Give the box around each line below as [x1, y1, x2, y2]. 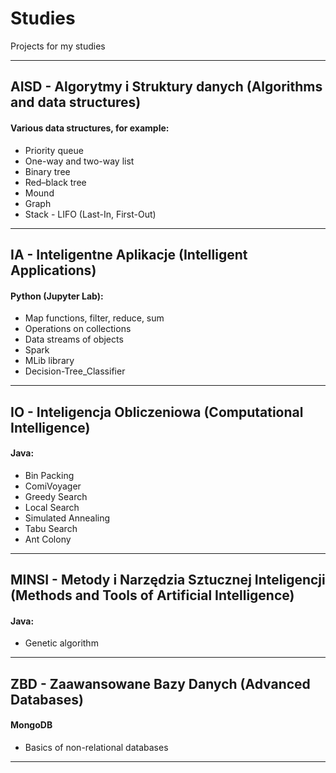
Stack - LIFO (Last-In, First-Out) [24, 208, 157, 220]
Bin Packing [24, 469, 75, 481]
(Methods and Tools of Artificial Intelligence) [10, 587, 295, 604]
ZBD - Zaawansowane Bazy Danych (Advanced [10, 675, 311, 692]
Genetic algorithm [24, 637, 99, 649]
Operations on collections [24, 323, 132, 335]
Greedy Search [24, 490, 88, 502]
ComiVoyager [24, 480, 82, 492]
